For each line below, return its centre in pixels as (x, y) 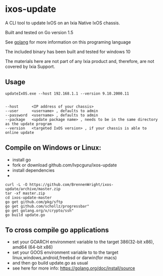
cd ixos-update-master (28, 197)
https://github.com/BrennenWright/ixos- (71, 184)
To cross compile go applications (57, 230)
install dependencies (33, 170)
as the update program (28, 124)
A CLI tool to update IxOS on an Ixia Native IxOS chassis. (62, 23)
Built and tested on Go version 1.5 (39, 32)
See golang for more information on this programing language (68, 42)
